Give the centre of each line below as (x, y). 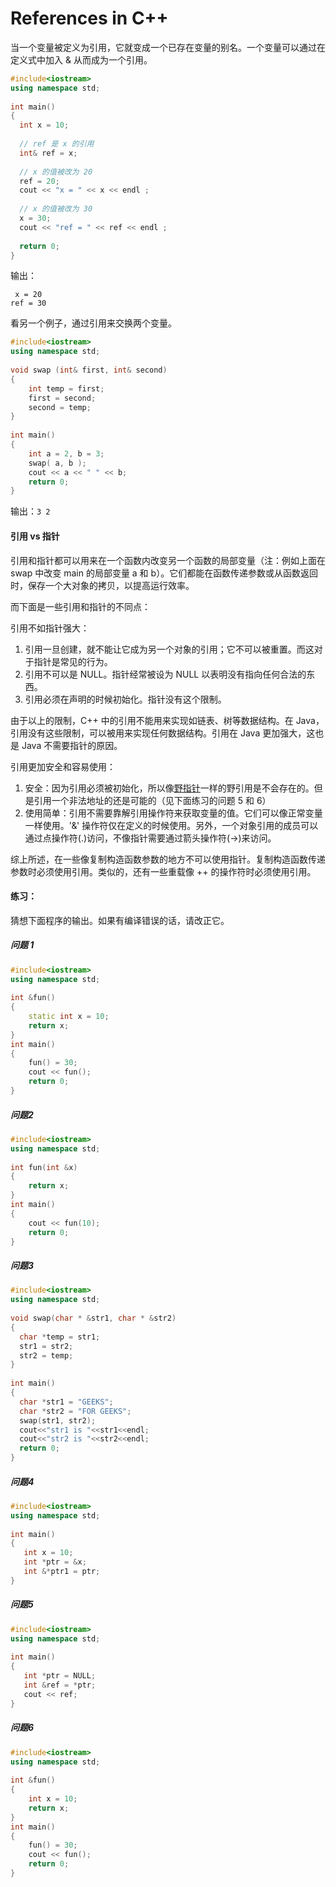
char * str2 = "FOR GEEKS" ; (75, 1411)
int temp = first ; (66, 388)
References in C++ (89, 18)
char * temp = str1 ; (60, 1337)
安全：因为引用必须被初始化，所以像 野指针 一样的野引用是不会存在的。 (169, 788)
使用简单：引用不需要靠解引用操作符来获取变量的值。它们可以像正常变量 (173, 813)
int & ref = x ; (48, 153)
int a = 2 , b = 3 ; (66, 453)
